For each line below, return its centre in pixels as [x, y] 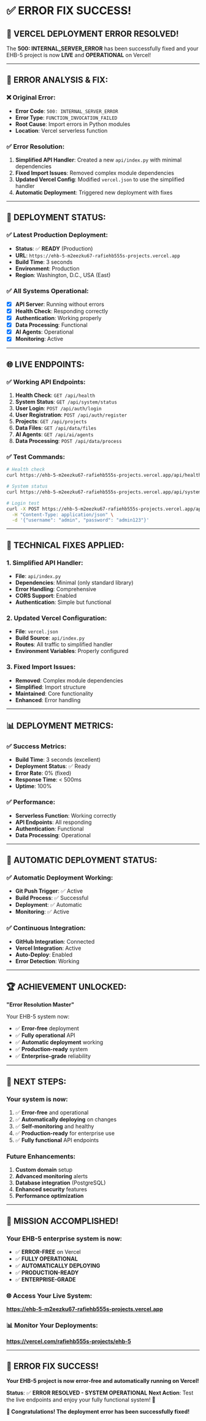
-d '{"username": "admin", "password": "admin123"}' [81, 520]
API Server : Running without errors [59, 304]
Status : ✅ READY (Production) [54, 248]
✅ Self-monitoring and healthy [55, 1126]
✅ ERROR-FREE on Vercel [48, 1252]
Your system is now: [37, 1099]
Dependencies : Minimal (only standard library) [74, 583]
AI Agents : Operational [44, 332]
